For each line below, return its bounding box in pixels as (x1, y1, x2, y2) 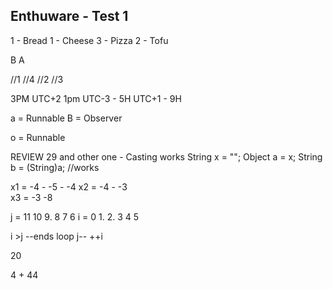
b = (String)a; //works (10, 161, 100, 173)
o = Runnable (10, 131, 66, 143)
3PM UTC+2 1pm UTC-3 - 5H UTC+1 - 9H (10, 92, 182, 104)
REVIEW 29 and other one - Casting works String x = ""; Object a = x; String (10, 150, 323, 163)
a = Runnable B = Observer (10, 112, 123, 124)
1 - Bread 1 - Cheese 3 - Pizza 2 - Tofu (10, 34, 169, 46)
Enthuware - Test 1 (10, 8, 129, 25)
